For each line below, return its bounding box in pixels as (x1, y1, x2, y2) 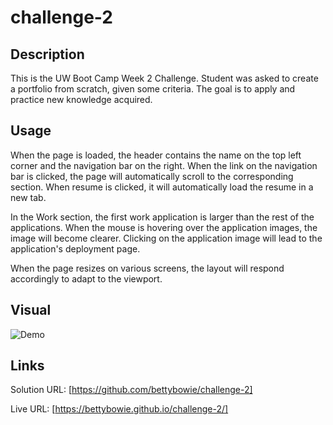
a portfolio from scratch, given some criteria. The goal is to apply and (10, 83, 296, 95)
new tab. (10, 191, 47, 203)
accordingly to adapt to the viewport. (10, 272, 163, 285)
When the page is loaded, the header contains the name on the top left (10, 149, 302, 161)
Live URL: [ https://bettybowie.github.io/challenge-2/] (10, 403, 229, 415)
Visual (10, 302, 52, 319)
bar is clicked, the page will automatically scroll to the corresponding (10, 170, 294, 182)
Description (10, 46, 85, 63)
